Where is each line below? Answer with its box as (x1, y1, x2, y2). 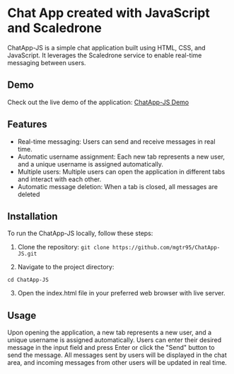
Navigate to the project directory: (17, 263, 115, 271)
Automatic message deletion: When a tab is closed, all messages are (17, 182, 218, 191)
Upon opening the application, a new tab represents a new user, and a (7, 328, 212, 337)
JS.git (17, 250, 37, 258)
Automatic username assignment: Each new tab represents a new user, (17, 152, 225, 161)
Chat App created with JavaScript (7, 5, 210, 21)
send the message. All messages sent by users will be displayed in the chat (7, 351, 228, 359)
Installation (7, 210, 58, 222)
